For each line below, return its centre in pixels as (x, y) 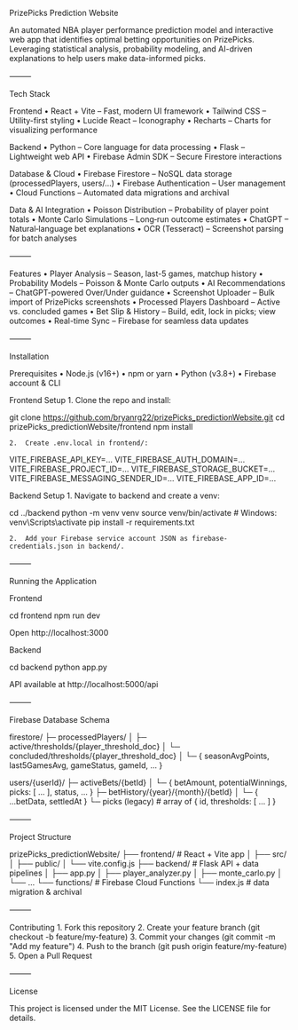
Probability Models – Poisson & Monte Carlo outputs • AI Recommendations (147, 283)
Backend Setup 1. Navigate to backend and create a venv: (114, 495)
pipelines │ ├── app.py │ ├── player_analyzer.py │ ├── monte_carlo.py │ (146, 873)
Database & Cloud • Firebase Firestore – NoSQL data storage (121, 174)
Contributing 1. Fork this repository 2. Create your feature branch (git (134, 927)
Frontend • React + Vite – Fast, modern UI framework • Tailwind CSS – (138, 111)
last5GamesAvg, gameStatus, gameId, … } (86, 765)
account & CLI (35, 383)
